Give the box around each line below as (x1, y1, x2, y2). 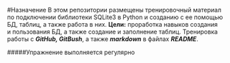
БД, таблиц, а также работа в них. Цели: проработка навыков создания (7, 21, 218, 28)
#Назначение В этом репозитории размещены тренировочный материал (7, 6, 222, 14)
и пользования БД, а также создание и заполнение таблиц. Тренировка (7, 27, 218, 36)
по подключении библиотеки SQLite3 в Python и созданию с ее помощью (7, 13, 224, 21)
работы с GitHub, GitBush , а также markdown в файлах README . (7, 35, 199, 43)
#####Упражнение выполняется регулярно (7, 48, 136, 56)
